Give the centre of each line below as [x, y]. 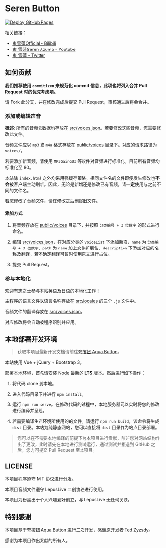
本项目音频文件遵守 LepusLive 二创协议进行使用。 [56, 489]
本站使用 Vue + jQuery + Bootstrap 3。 [44, 362]
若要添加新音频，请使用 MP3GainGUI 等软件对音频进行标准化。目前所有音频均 [82, 161]
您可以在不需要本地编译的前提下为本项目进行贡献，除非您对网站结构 [86, 438]
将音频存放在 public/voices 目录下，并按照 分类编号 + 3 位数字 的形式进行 [86, 225]
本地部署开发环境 [31, 339]
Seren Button [33, 9]
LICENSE [19, 466]
